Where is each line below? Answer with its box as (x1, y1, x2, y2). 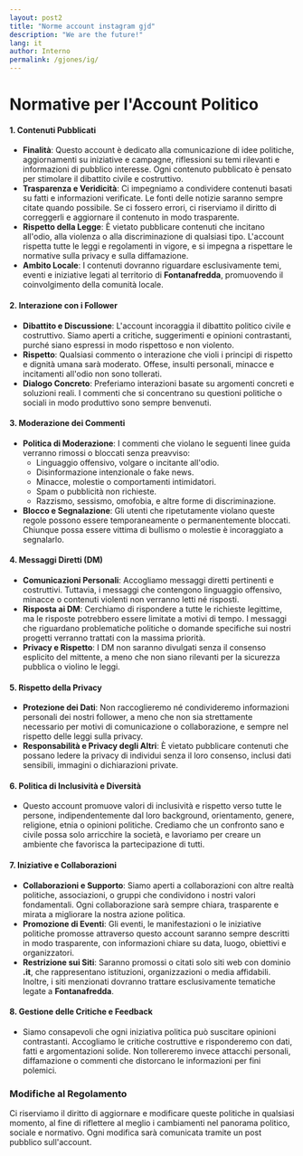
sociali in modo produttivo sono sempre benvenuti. (22, 397, 213, 408)
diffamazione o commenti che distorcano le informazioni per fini (22, 1055, 261, 1066)
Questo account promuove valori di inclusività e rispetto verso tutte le (22, 801, 282, 811)
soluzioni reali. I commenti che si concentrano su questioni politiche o (22, 387, 283, 398)
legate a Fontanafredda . (22, 985, 115, 996)
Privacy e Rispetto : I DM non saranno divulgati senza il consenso (22, 642, 267, 652)
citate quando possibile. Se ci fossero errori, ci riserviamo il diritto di (22, 203, 278, 213)
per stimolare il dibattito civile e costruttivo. (22, 174, 184, 185)
